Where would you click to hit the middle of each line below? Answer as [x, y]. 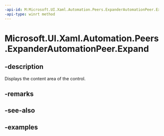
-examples [21, 127]
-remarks [19, 94]
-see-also [20, 111]
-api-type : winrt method [30, 14]
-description [24, 67]
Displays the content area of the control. [45, 78]
